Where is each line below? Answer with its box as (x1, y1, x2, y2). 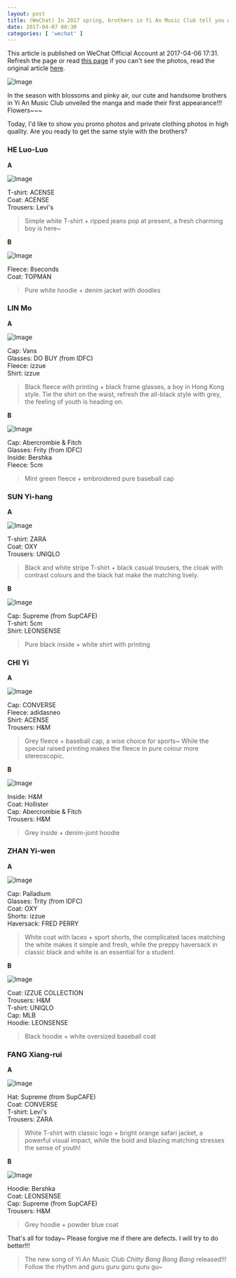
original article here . (7, 64, 65, 72)
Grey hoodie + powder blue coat (24, 1220, 119, 1229)
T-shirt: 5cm (7, 619, 44, 628)
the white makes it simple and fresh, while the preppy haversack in (24, 940, 218, 949)
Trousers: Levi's (7, 203, 54, 211)
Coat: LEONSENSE (7, 1192, 62, 1201)
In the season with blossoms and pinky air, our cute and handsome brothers (7, 91, 227, 100)
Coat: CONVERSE (7, 1100, 58, 1109)
